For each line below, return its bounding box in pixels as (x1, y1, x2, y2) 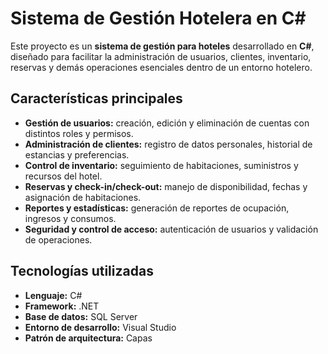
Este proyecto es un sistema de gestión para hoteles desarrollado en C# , (10, 40, 315, 52)
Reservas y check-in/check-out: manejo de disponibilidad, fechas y (24, 180, 308, 192)
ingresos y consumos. (24, 212, 117, 224)
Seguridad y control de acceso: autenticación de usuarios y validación (24, 223, 319, 235)
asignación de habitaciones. (24, 191, 142, 203)
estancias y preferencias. (24, 148, 130, 161)
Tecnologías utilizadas (10, 263, 154, 280)
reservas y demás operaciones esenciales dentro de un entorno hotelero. (10, 61, 313, 73)
